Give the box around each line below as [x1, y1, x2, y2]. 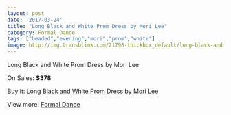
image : [7, 42, 26, 49]
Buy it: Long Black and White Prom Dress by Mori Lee [7, 87, 159, 95]
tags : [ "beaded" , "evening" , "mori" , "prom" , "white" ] [7, 36, 155, 42]
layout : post [7, 10, 45, 17]
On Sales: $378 [7, 74, 52, 82]
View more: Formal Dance [7, 101, 80, 108]
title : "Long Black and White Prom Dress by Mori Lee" [7, 23, 168, 29]
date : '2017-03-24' [7, 16, 63, 23]
